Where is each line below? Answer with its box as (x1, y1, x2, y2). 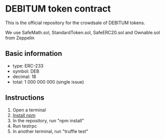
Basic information (5, 49, 62, 58)
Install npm (12, 112, 36, 118)
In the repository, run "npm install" (12, 117, 84, 123)
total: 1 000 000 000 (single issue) (12, 79, 84, 85)
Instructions (5, 94, 44, 102)
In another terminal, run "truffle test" (12, 128, 88, 134)
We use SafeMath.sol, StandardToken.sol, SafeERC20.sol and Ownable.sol (5, 29, 160, 35)
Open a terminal (12, 107, 46, 113)
